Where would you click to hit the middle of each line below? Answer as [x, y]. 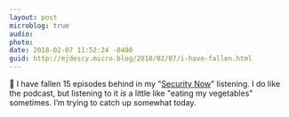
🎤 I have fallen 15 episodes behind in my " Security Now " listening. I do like [145, 84]
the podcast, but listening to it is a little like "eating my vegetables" [131, 93]
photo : [21, 42]
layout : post [33, 17]
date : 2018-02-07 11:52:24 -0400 [71, 51]
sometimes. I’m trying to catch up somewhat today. [103, 102]
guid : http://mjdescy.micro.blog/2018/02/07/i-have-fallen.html [131, 58]
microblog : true [39, 26]
